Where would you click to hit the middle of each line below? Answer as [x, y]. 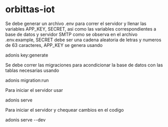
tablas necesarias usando [32, 70]
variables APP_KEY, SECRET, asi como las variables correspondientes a [81, 29]
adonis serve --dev [26, 120]
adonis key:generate [27, 55]
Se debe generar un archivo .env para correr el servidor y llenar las [76, 23]
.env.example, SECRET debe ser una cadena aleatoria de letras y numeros [83, 40]
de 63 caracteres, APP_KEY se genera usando [54, 45]
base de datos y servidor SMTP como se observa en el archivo [71, 34]
